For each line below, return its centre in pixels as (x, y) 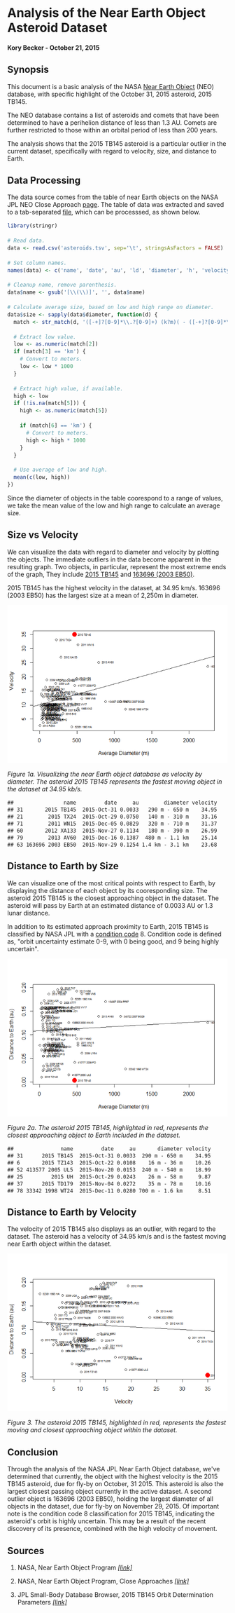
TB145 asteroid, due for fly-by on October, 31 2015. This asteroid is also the (115, 1484)
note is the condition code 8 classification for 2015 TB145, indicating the (111, 1514)
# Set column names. (37, 263)
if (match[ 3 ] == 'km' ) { (50, 352)
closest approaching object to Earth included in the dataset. (94, 1135)
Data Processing (44, 180)
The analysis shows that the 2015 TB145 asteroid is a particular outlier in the (117, 143)
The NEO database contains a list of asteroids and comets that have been (113, 115)
